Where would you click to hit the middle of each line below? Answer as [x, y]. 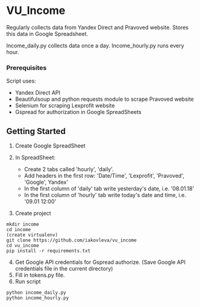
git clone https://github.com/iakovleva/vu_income [72, 240]
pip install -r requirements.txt [48, 251]
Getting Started [36, 131]
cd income [19, 230]
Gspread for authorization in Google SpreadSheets [78, 112]
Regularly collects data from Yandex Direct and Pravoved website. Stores [98, 27]
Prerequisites [26, 67]
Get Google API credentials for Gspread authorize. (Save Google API [100, 262]
